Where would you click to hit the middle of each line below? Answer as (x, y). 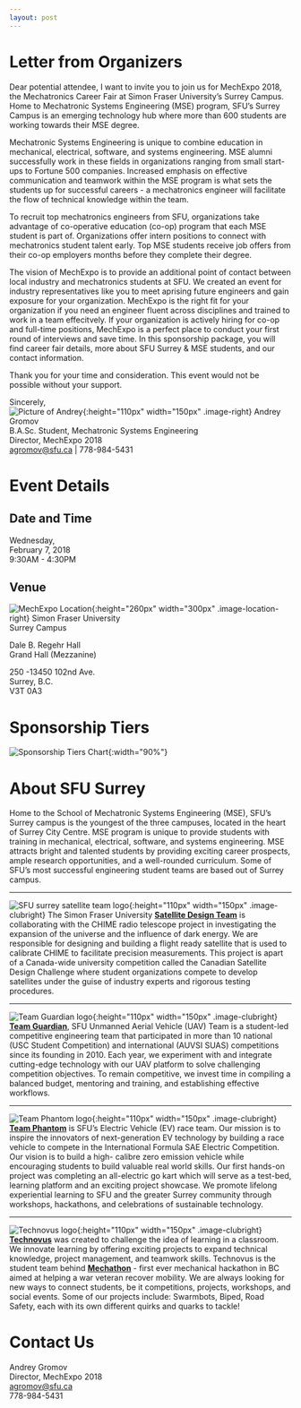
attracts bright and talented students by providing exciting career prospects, (150, 851)
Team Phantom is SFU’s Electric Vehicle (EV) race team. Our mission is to (145, 1129)
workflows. (30, 1093)
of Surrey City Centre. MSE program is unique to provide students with (140, 832)
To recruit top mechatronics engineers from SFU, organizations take (134, 217)
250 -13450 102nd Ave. (52, 672)
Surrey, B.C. (31, 682)
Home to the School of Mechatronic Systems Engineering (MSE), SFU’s (140, 813)
